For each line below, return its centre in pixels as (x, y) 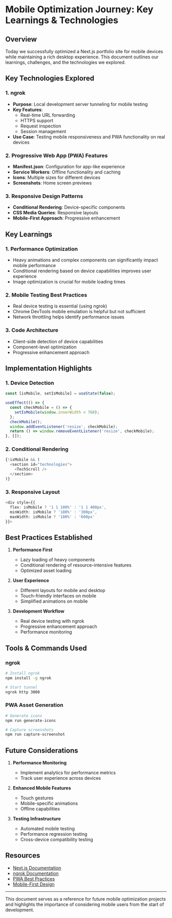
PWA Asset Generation (34, 705)
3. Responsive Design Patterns (44, 196)
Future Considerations (42, 750)
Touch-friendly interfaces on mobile (58, 596)
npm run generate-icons (31, 720)
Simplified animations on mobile (54, 601)
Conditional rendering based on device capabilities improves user (82, 271)
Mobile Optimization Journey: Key (79, 9)
